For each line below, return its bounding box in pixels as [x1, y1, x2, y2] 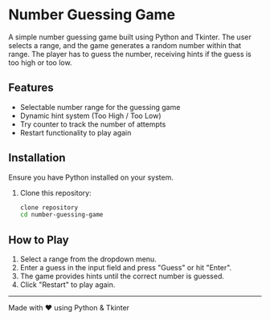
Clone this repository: [19, 188, 92, 197]
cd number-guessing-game [19, 211, 104, 219]
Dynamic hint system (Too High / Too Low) [19, 111, 162, 120]
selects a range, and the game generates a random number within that [8, 40, 242, 50]
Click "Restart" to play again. [19, 280, 116, 290]
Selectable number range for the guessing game [19, 102, 181, 111]
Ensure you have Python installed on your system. [8, 172, 174, 182]
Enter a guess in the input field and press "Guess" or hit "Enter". [19, 263, 232, 273]
